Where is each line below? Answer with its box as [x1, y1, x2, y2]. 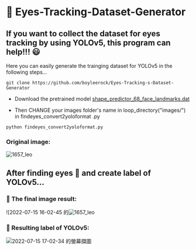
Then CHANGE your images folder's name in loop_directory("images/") [14, 107, 186, 114]
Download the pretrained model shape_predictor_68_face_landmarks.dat [14, 95, 190, 102]
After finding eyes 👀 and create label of [6, 168, 151, 178]
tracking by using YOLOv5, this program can [6, 37, 171, 47]
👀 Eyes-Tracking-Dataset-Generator [6, 5, 186, 19]
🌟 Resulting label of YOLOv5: [6, 224, 90, 232]
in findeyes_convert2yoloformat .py [14, 113, 101, 119]
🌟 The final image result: [6, 194, 77, 203]
